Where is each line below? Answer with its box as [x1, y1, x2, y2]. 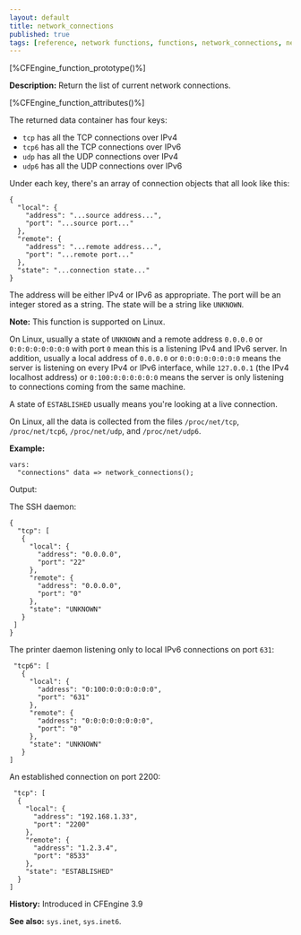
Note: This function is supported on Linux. [9, 316, 166, 327]
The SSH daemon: [9, 501, 77, 512]
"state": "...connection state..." [17, 266, 150, 275]
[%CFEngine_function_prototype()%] [9, 63, 146, 74]
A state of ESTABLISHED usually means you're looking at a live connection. [9, 399, 278, 410]
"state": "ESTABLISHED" [25, 867, 115, 877]
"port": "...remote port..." [25, 250, 134, 260]
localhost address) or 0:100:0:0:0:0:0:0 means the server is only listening [9, 372, 284, 383]
